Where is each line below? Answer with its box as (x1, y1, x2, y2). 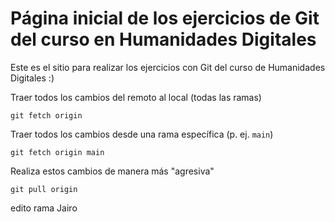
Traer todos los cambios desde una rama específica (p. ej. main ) (10, 128, 274, 140)
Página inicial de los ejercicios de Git (10, 7, 320, 30)
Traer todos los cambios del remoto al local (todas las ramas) (10, 91, 262, 103)
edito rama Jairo (10, 202, 78, 214)
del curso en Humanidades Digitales (10, 28, 317, 51)
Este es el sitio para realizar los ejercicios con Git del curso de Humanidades (10, 61, 326, 73)
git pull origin (10, 184, 78, 194)
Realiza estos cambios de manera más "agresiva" (10, 165, 215, 177)
